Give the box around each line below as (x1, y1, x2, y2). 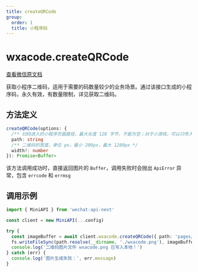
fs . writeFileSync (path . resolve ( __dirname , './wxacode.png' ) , (11, 239, 165, 245)
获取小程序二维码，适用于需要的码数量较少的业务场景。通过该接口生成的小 (6, 83, 187, 90)
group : (6, 14, 22, 20)
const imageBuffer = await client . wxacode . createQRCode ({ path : (11, 234, 173, 240)
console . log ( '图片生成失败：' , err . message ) (11, 255, 117, 261)
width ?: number (11, 148, 49, 153)
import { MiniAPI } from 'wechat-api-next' (6, 207, 115, 213)
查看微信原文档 (6, 71, 42, 78)
